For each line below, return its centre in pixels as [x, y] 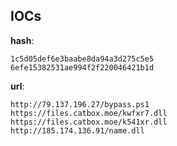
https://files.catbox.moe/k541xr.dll [89, 122]
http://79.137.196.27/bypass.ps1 [80, 104]
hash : [22, 40]
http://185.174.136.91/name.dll [77, 130]
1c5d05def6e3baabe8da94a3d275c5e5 [82, 59]
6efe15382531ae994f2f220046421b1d [82, 67]
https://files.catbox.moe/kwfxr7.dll [89, 113]
